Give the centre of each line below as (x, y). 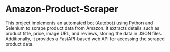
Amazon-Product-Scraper (62, 9)
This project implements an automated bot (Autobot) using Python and (79, 23)
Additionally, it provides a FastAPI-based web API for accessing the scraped (85, 39)
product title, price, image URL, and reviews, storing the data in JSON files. (84, 33)
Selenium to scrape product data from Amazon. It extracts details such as (82, 28)
